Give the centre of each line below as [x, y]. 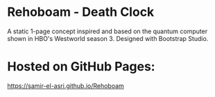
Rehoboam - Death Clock [81, 12]
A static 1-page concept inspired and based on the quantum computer [108, 31]
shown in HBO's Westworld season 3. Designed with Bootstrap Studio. [108, 38]
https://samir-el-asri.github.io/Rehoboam [66, 86]
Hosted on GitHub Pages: [81, 67]
